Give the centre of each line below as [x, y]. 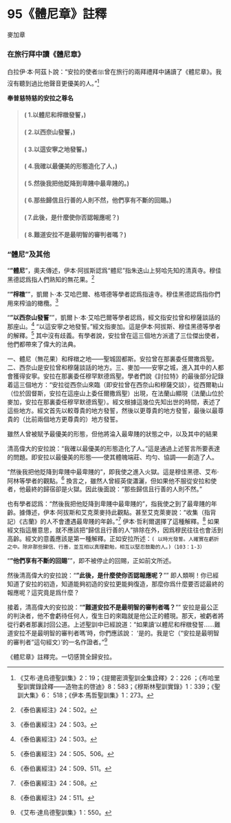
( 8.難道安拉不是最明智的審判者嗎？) [75, 235]
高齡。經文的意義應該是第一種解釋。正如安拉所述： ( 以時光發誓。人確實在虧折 [113, 538]
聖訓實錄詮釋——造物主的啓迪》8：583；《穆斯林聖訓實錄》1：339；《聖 [119, 686]
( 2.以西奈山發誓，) [49, 132]
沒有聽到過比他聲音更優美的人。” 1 [53, 82]
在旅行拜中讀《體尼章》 [46, 54]
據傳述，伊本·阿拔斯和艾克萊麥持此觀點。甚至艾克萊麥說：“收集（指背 [118, 513]
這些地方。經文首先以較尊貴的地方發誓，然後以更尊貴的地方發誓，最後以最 [112, 410]
